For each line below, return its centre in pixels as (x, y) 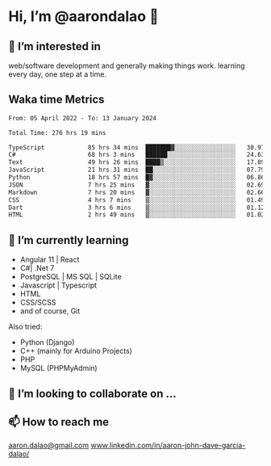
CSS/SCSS (38, 303)
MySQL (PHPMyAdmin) (59, 368)
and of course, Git (50, 311)
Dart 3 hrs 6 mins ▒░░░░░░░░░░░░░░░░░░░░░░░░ (122, 208)
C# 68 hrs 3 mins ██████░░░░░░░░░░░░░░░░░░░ (122, 155)
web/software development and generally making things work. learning (127, 65)
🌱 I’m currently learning (69, 240)
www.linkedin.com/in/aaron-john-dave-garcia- (168, 445)
